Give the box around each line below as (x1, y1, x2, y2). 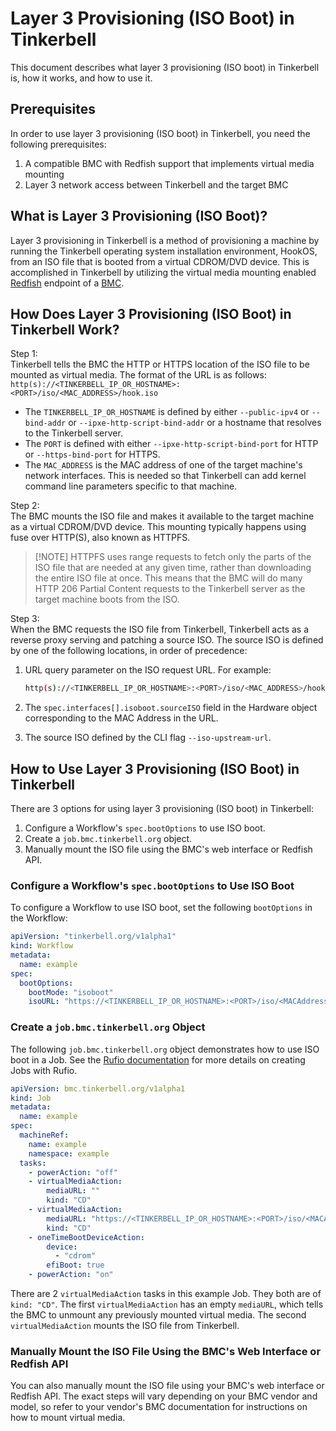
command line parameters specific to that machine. (24, 480, 238, 492)
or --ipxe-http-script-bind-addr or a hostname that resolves (68, 417, 322, 429)
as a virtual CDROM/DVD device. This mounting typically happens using (10, 521, 307, 533)
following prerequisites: (10, 138, 107, 150)
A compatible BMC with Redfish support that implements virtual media (24, 157, 315, 169)
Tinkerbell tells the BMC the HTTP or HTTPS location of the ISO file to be (10, 358, 310, 371)
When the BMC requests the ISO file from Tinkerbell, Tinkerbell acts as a (10, 623, 310, 636)
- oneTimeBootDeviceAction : (28, 1232, 145, 1242)
